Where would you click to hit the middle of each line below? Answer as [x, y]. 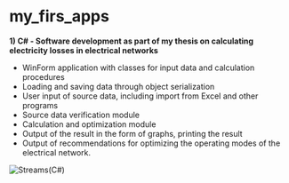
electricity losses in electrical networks [84, 50]
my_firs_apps [59, 16]
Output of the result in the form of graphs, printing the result [132, 133]
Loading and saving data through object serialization [118, 86]
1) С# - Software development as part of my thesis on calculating [132, 41]
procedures [43, 76]
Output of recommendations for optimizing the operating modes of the [151, 143]
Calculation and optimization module [89, 124]
